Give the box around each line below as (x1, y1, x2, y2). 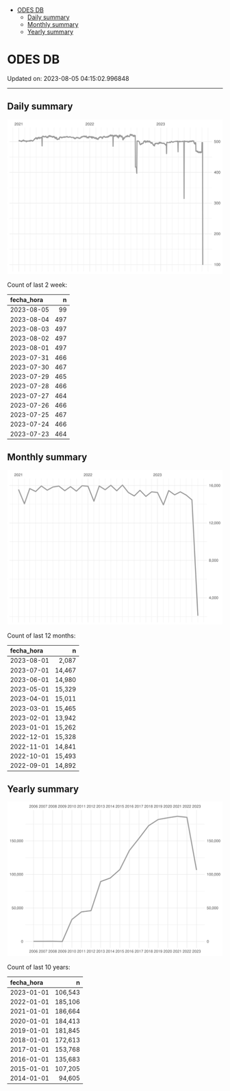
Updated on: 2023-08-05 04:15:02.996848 (7, 74, 129, 82)
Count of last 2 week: (7, 281, 68, 289)
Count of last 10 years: (7, 963, 71, 972)
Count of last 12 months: (7, 631, 76, 640)
